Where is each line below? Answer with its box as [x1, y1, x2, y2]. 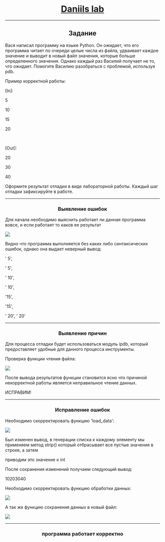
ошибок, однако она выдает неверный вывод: [5, 246, 102, 252]
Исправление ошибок [55, 406, 110, 413]
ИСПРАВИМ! [5, 389, 32, 395]
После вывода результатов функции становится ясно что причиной [5, 375, 147, 381]
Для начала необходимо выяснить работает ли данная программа [5, 217, 146, 223]
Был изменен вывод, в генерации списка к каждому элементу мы [5, 436, 145, 442]
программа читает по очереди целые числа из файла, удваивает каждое [5, 47, 159, 53]
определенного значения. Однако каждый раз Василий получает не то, [5, 58, 156, 64]
